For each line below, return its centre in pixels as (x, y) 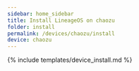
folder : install (31, 27)
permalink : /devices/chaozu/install (61, 33)
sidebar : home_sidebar (41, 14)
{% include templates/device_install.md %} (70, 60)
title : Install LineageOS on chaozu (61, 20)
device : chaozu (30, 40)
